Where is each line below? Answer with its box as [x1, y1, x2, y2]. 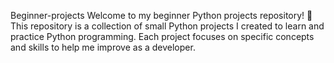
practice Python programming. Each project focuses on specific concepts [10, 31, 315, 42]
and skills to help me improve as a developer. [10, 41, 196, 53]
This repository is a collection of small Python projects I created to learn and [10, 20, 325, 32]
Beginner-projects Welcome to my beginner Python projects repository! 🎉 [10, 10, 313, 21]
